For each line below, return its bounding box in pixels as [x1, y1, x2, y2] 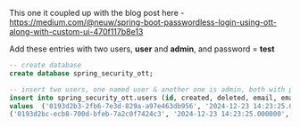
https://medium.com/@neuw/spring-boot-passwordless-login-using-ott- [9, 17, 277, 28]
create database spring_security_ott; [9, 68, 154, 78]
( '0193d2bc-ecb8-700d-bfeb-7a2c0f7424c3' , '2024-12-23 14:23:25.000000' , [9, 110, 290, 119]
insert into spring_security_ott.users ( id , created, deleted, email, [9, 93, 278, 102]
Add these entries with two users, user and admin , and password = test [9, 44, 275, 54]
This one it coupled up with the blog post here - [9, 8, 185, 18]
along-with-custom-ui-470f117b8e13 [9, 27, 144, 36]
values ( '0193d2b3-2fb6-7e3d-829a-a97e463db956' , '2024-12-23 [9, 101, 250, 110]
